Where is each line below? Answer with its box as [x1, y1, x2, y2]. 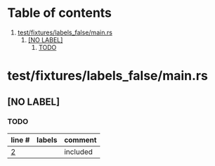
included [64, 146, 93, 156]
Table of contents [7, 5, 112, 21]
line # [11, 135, 30, 145]
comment [64, 135, 97, 145]
